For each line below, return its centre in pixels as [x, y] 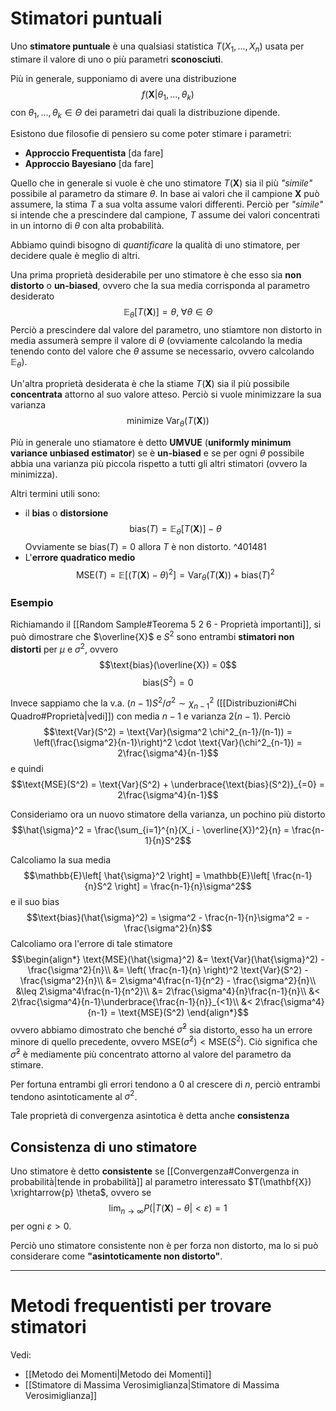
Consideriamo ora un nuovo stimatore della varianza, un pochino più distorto [168, 814]
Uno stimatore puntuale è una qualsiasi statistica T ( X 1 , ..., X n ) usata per [157, 47]
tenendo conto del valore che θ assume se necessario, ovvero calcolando [162, 351]
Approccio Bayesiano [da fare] [89, 164]
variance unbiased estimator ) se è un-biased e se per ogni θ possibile [157, 453]
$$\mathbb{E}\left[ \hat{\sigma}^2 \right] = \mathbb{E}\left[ [147, 875]
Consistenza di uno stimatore [104, 1147]
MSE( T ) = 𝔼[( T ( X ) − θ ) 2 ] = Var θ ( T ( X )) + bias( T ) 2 [175, 574]
